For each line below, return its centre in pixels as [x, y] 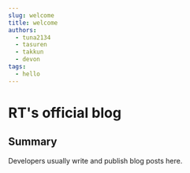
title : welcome [33, 23]
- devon [28, 60]
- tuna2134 [33, 37]
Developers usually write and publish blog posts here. [95, 160]
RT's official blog [65, 113]
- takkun [30, 52]
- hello [28, 74]
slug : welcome [32, 15]
